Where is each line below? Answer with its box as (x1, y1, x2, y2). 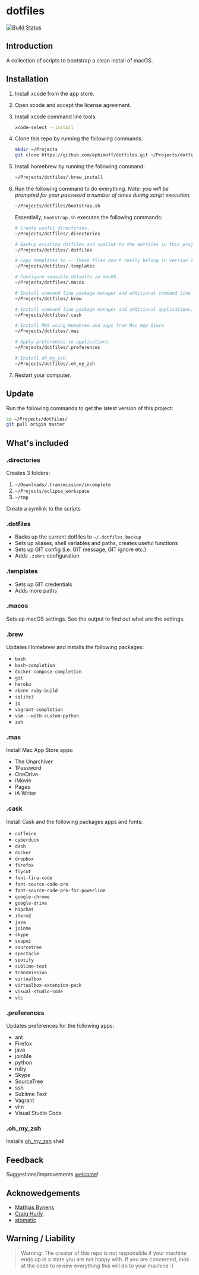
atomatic (14, 1216, 37, 1223)
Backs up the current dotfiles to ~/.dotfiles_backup (14, 533, 141, 540)
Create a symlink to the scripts (6, 505, 81, 512)
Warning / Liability (6, 1233, 75, 1243)
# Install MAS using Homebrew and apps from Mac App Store (14, 323, 165, 329)
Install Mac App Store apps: (6, 747, 74, 754)
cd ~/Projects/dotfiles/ (6, 416, 68, 422)
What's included (6, 438, 69, 448)
